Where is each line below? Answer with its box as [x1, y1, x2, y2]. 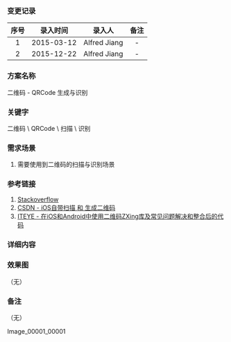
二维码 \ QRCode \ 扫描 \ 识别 [7, 124, 91, 132]
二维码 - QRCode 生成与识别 [7, 88, 88, 96]
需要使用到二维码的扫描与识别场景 [17, 161, 115, 169]
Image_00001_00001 [7, 327, 66, 335]
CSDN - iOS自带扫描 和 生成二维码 [17, 204, 116, 212]
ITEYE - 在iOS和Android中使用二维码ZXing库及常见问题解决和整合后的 [17, 213, 218, 221]
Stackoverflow [17, 195, 59, 204]
